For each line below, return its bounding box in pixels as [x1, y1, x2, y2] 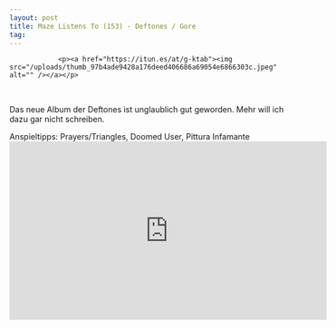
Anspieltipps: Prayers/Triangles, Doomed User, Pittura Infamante [9, 131, 251, 142]
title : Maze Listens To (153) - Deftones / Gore [9, 22, 197, 31]
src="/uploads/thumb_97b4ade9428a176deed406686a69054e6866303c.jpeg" [9, 63, 278, 72]
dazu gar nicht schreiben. [9, 114, 105, 125]
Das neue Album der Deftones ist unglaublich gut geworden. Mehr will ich [9, 104, 284, 115]
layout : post [9, 13, 59, 23]
